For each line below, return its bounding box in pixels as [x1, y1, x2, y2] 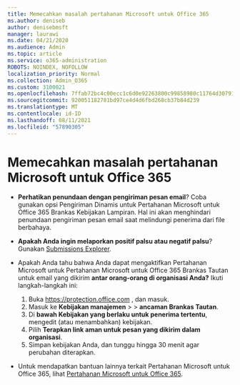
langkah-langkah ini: [17, 281, 79, 290]
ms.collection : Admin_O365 [7, 76, 88, 84]
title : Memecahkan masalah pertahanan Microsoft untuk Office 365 [7, 10, 209, 18]
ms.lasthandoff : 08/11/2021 [7, 116, 91, 124]
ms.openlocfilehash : [7, 90, 69, 97]
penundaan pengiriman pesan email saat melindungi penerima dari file [17, 216, 225, 224]
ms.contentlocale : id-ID [7, 110, 81, 117]
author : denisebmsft [7, 24, 69, 31]
